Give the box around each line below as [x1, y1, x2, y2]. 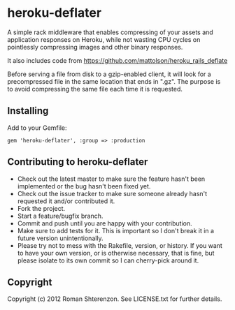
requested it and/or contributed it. [17, 197, 115, 205]
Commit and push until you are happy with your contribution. [17, 219, 192, 228]
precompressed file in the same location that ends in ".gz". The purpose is [7, 77, 221, 85]
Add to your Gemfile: [7, 124, 68, 132]
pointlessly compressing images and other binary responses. [7, 43, 183, 51]
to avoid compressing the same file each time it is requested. [7, 84, 183, 93]
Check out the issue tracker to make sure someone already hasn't [17, 189, 208, 198]
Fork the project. [17, 204, 66, 212]
